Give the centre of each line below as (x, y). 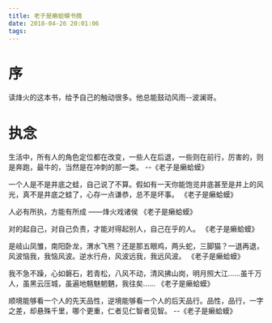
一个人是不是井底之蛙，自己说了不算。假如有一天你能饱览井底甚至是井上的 (132, 185)
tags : (17, 31)
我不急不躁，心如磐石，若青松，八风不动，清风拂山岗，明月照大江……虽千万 (135, 274)
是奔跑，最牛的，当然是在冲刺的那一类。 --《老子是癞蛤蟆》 (108, 168)
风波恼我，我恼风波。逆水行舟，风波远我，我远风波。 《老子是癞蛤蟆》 (126, 257)
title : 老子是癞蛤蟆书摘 (45, 16)
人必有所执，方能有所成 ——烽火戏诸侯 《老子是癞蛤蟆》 (102, 212)
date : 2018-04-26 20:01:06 (54, 23)
